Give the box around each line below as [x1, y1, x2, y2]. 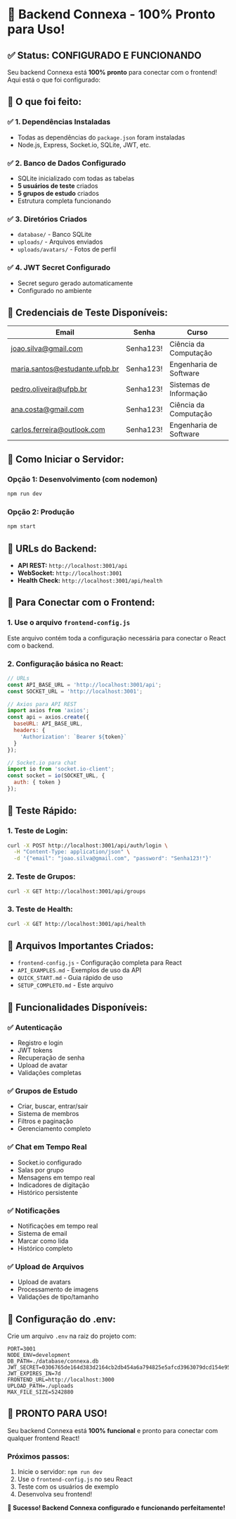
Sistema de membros [17, 1110, 79, 1118]
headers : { [13, 727, 46, 734]
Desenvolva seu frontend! [17, 1490, 93, 1499]
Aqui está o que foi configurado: [7, 75, 100, 84]
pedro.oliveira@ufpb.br [11, 384, 88, 394]
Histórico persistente [17, 1188, 79, 1196]
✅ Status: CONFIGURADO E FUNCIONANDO [7, 49, 202, 61]
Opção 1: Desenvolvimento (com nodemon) [7, 474, 158, 484]
